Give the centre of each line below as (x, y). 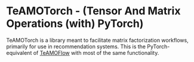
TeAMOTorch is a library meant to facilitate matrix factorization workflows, (98, 40)
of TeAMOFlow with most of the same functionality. (96, 52)
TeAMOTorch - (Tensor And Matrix (93, 11)
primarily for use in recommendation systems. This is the (76, 46)
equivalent (19, 52)
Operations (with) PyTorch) (75, 24)
